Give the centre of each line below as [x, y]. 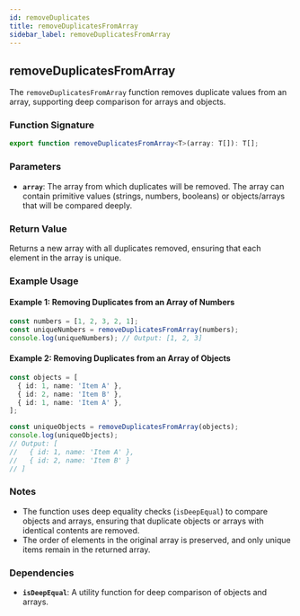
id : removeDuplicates [50, 18]
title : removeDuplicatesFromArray [74, 26]
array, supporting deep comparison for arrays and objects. [118, 102]
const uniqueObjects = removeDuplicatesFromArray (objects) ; [124, 427]
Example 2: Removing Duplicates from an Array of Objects [120, 358]
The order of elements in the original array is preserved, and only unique [156, 540]
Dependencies [42, 573]
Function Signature [52, 125]
